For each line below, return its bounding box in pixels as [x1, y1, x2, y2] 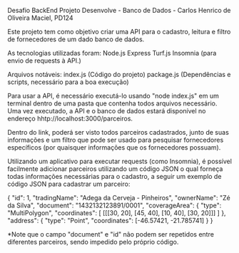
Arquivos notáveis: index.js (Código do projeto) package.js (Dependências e [7, 71, 231, 78]
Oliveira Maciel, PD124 [7, 14, 73, 22]
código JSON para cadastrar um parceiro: [7, 180, 131, 188]
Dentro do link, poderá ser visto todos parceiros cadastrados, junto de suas [7, 128, 230, 136]
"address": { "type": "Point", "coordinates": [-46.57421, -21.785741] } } [7, 217, 213, 224]
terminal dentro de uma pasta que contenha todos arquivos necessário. [7, 99, 218, 108]
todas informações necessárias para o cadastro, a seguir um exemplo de [7, 172, 222, 180]
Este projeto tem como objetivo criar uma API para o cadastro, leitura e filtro [7, 28, 231, 36]
